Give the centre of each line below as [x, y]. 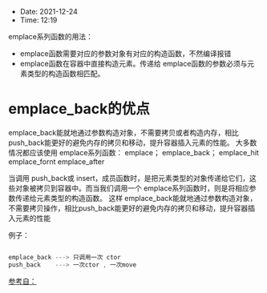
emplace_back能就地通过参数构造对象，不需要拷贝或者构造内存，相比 [123, 132]
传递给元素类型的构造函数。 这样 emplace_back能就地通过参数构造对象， [136, 198]
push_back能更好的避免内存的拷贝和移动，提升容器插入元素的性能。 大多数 [133, 142]
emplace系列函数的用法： [51, 36]
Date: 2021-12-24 [49, 12]
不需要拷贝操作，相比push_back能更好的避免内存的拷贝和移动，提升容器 [128, 208]
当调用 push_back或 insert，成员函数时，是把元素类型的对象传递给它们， [129, 178]
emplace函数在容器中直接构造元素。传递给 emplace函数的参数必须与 [133, 64]
